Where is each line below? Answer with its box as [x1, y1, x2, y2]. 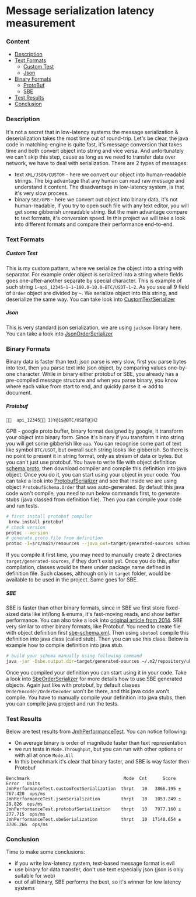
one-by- [167, 364, 188, 371]
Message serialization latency [6, 4, 155, 18]
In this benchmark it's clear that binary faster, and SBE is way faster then [14, 758, 190, 765]
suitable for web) [14, 872, 55, 879]
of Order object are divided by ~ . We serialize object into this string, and [6, 289, 178, 296]
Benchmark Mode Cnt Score [6, 776, 176, 782]
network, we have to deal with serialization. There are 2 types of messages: [6, 159, 188, 166]
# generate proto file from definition [6, 535, 103, 541]
